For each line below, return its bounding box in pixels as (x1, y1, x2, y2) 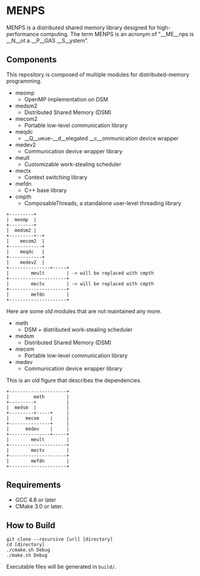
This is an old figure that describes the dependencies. (6, 376, 142, 384)
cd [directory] (6, 542, 45, 548)
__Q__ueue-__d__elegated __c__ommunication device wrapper (24, 134, 179, 142)
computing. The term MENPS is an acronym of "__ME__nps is (40, 30, 194, 37)
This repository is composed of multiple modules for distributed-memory (6, 71, 190, 78)
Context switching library (24, 173, 88, 181)
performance (6, 30, 40, 37)
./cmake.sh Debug (6, 547, 51, 553)
